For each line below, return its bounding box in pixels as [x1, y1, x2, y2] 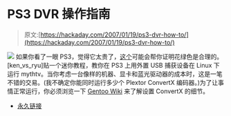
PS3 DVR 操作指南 [7, 6, 111, 22]
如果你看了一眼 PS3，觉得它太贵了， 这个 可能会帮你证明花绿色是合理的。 [15, 52, 223, 61]
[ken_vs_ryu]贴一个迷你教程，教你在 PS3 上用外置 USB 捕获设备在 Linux [7, 61, 212, 69]
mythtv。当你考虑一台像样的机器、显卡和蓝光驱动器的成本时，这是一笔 [20, 70, 223, 78]
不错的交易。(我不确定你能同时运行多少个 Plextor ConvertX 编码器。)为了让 [7, 78, 219, 86]
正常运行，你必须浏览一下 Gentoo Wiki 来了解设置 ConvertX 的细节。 [12, 87, 210, 95]
